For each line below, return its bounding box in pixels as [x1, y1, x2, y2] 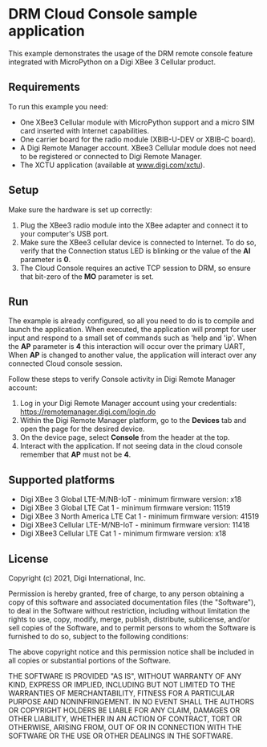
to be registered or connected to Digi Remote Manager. [19, 151, 203, 161]
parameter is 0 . [19, 254, 71, 264]
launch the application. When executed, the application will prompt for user [8, 325, 257, 335]
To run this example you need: [8, 101, 108, 111]
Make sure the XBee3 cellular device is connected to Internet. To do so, [19, 237, 257, 247]
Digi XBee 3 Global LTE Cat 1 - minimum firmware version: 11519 [19, 503, 231, 513]
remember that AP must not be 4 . [19, 449, 131, 459]
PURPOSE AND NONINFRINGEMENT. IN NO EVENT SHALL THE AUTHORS [8, 697, 255, 706]
